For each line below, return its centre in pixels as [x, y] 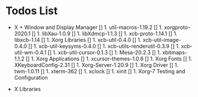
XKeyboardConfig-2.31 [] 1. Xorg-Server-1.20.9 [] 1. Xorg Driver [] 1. [96, 65]
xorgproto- [177, 27]
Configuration [31, 77]
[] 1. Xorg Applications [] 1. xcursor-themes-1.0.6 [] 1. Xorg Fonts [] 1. [109, 59]
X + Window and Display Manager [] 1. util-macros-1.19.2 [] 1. [88, 27]
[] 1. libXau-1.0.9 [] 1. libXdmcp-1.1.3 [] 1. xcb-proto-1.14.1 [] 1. [105, 33]
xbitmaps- [175, 52]
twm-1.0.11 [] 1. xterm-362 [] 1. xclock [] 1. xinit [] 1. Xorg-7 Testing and [100, 71]
